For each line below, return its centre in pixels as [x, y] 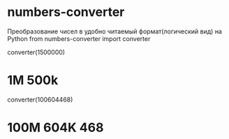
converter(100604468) [40, 99]
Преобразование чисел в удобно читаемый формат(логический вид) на [114, 31]
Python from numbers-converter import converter [79, 38]
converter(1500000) [36, 52]
